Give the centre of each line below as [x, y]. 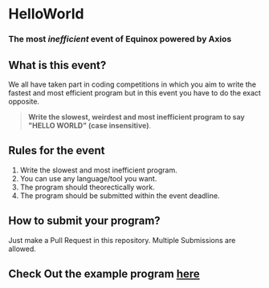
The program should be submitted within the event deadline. [120, 195]
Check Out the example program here [104, 274]
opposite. [24, 101]
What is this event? [57, 65]
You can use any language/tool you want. [88, 178]
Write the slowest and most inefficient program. [99, 170]
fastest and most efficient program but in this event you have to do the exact [134, 92]
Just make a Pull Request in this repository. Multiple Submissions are [122, 240]
